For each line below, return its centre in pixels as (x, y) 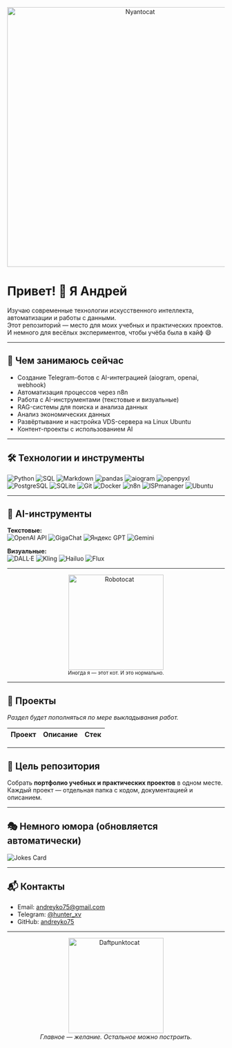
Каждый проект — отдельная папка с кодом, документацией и (100, 790)
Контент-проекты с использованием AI (75, 429)
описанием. (25, 797)
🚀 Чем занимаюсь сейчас (66, 361)
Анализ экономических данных (64, 414)
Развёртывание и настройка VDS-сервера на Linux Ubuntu (104, 421)
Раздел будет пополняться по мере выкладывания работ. (93, 718)
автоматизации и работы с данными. (62, 317)
